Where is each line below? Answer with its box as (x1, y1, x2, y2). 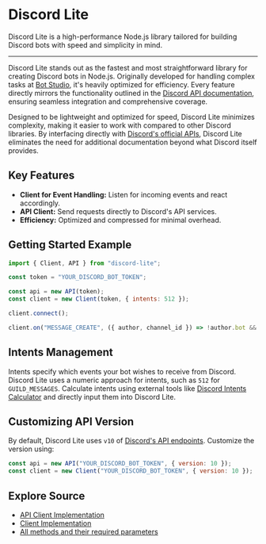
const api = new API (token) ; (8, 288, 104, 296)
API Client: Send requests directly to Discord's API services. (19, 206, 217, 216)
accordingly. (19, 198, 61, 208)
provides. (8, 145, 40, 155)
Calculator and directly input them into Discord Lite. (8, 392, 177, 401)
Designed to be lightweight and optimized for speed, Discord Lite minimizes (8, 112, 255, 121)
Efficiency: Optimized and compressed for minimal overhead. (19, 215, 222, 224)
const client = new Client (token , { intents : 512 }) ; (8, 295, 190, 303)
